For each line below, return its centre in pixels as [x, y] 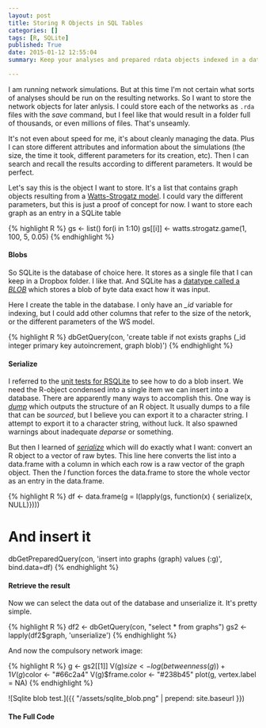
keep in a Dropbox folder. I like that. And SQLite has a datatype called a [124, 281]
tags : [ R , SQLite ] [38, 38]
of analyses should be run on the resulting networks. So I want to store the [130, 98]
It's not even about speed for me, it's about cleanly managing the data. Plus [131, 138]
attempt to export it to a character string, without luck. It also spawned [123, 424]
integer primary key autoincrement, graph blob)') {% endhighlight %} [121, 345]
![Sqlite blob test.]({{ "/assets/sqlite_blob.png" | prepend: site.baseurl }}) [127, 699]
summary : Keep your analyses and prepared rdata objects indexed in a [127, 60]
